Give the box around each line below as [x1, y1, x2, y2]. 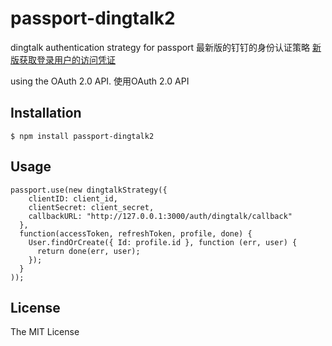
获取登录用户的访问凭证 [18, 53, 116, 66]
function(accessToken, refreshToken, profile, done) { [19, 228, 253, 239]
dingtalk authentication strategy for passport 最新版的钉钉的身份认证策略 [10, 41, 311, 53]
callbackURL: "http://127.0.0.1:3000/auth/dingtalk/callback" [28, 211, 293, 221]
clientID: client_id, [28, 193, 118, 204]
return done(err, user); [36, 246, 141, 256]
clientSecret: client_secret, [28, 202, 155, 212]
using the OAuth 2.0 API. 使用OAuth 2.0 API [10, 75, 190, 87]
